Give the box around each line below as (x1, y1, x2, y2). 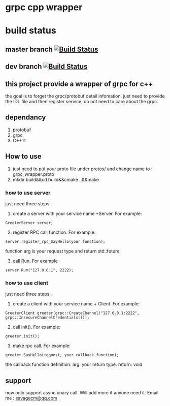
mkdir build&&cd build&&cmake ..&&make (12, 176, 99, 182)
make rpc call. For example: (12, 342, 71, 349)
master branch (5, 45, 53, 53)
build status (5, 25, 57, 37)
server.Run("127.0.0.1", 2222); (5, 267, 74, 273)
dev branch (5, 63, 42, 71)
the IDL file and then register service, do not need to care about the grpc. (5, 98, 158, 104)
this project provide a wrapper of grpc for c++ (5, 79, 153, 88)
